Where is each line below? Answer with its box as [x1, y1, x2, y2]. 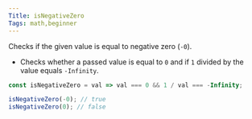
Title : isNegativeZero [8, 11, 85, 20]
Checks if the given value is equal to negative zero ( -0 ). [8, 41, 192, 51]
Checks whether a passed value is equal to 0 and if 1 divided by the [19, 57, 244, 67]
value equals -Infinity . [19, 65, 99, 75]
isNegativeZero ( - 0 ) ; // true [8, 96, 106, 104]
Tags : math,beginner [8, 19, 78, 27]
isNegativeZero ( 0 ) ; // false [8, 103, 106, 111]
